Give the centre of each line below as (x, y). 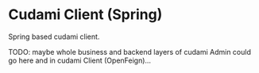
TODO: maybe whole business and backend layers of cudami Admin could (130, 52)
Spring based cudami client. (54, 36)
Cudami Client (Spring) (85, 15)
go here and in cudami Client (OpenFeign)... (80, 60)
